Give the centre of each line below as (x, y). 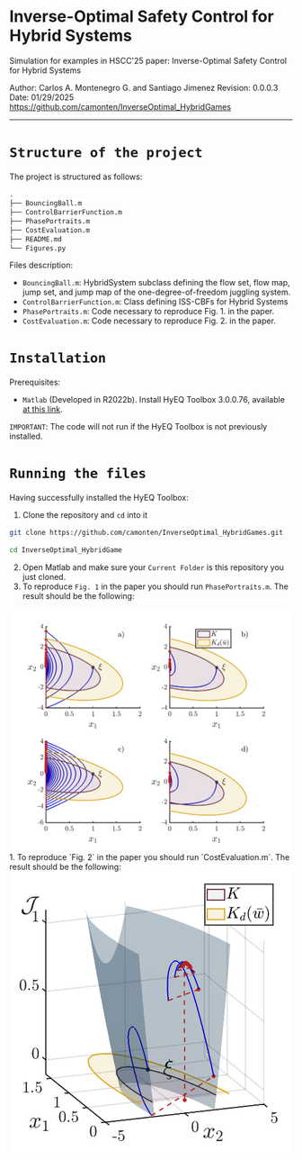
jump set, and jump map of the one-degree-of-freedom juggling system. (156, 292)
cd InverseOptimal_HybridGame (66, 550)
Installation (58, 358)
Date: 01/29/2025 (42, 97)
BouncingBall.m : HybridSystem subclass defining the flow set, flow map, (156, 282)
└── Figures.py (38, 248)
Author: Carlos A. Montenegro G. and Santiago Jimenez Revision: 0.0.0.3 (144, 87)
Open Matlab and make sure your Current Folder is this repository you (153, 567)
